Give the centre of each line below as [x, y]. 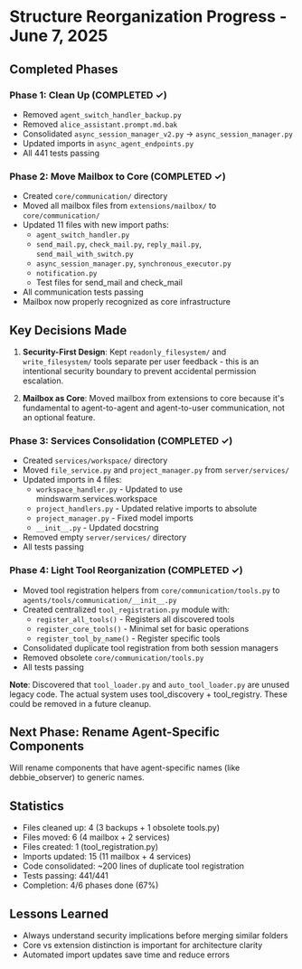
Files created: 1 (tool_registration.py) [90, 847]
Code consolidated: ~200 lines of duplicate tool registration [133, 866]
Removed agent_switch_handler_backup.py [102, 114]
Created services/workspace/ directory [95, 461]
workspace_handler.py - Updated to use [109, 489]
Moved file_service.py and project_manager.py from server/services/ [156, 470]
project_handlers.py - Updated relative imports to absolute [146, 509]
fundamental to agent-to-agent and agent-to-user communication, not [153, 408]
